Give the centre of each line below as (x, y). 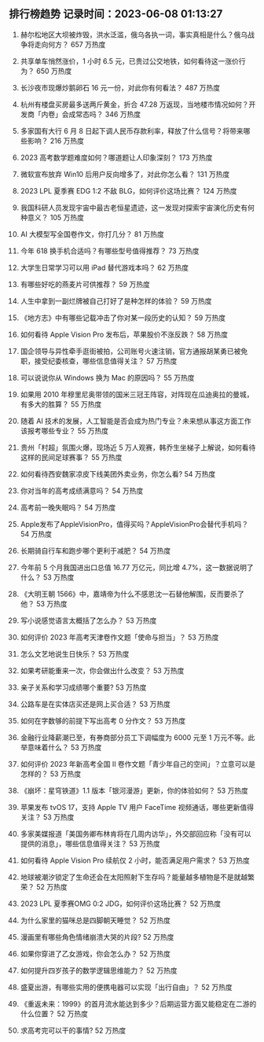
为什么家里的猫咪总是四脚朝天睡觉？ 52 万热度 (95, 920)
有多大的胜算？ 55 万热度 (61, 404)
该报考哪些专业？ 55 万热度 (64, 430)
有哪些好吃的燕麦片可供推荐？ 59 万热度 (85, 284)
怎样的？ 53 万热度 (51, 774)
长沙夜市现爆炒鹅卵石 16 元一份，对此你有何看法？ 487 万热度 (120, 87)
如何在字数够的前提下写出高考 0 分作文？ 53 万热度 (103, 720)
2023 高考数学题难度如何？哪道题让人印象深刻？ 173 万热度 (116, 157)
